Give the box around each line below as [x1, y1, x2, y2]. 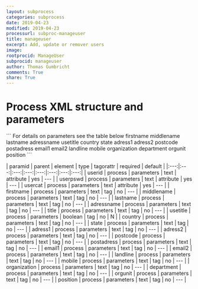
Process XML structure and [6, 100, 144, 114]
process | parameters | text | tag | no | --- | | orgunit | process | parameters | [6, 270, 192, 277]
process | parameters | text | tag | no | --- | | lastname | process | [6, 194, 164, 201]
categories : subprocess [6, 14, 65, 20]
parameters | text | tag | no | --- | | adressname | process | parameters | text [6, 201, 191, 208]
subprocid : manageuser [6, 58, 62, 64]
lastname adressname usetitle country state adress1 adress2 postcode [6, 139, 178, 146]
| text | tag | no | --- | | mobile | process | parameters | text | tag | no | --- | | [6, 257, 190, 264]
